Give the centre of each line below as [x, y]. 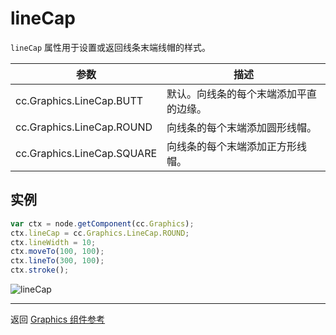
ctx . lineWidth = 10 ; [53, 242]
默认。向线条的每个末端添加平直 [242, 94]
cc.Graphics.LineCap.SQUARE [86, 153]
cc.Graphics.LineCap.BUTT [79, 100]
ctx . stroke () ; [40, 270]
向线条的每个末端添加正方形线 [237, 146]
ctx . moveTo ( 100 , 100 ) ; [57, 252]
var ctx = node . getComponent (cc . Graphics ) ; [102, 223]
